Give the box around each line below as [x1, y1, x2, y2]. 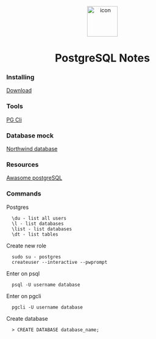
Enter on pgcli [6, 292, 41, 299]
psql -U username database [12, 282, 80, 288]
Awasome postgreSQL [6, 174, 63, 181]
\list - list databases [12, 226, 72, 232]
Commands [6, 189, 41, 198]
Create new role [6, 242, 47, 249]
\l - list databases [12, 221, 64, 227]
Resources [6, 161, 39, 169]
